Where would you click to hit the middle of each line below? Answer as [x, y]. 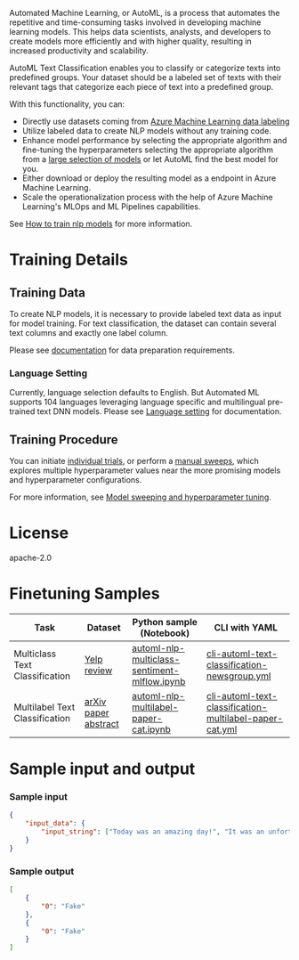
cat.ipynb [152, 729]
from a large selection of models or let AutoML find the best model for [150, 159]
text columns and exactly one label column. [89, 333]
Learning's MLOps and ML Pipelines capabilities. [111, 207]
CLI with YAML [246, 627]
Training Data [48, 293]
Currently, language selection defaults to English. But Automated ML [134, 393]
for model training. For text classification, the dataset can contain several [143, 323]
